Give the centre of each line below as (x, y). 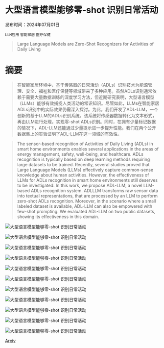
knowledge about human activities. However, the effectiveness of (83, 175)
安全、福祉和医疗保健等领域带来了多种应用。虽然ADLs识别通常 (89, 91)
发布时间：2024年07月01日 (32, 25)
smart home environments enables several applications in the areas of (88, 149)
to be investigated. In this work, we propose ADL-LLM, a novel (80, 185)
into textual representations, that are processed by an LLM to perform (87, 196)
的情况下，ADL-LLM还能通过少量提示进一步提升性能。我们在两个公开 (87, 127)
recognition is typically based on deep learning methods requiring (83, 159)
